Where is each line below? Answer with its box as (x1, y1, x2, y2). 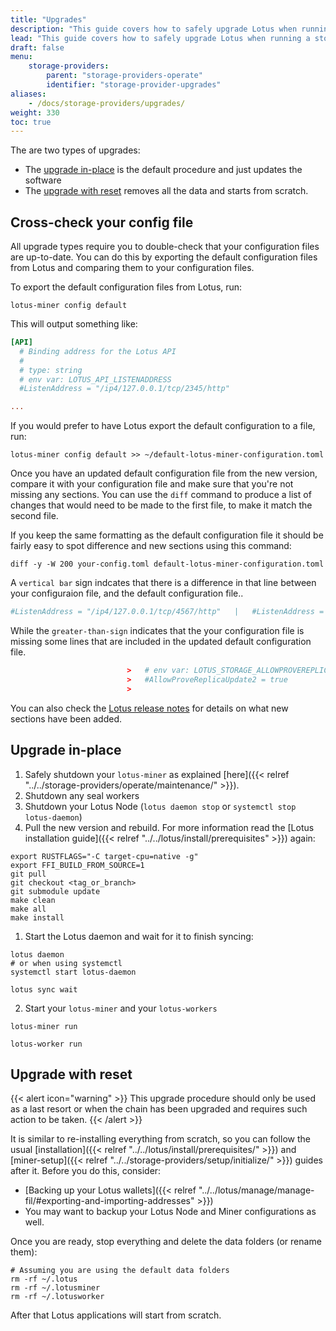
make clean (10, 895, 56, 905)
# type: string (19, 365, 83, 375)
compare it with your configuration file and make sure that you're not (10, 478, 294, 490)
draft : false (10, 42, 65, 53)
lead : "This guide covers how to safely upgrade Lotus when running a (10, 33, 311, 43)
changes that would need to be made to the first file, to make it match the (10, 499, 313, 511)
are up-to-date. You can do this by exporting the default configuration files (10, 251, 318, 263)
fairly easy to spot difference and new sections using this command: (10, 540, 292, 552)
